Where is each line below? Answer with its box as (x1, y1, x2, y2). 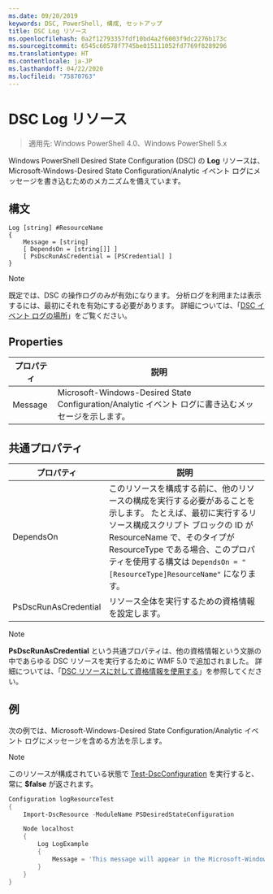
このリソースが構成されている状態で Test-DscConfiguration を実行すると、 (8, 769, 259, 779)
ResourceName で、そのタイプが (108, 532, 235, 543)
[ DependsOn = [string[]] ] (23, 245, 118, 254)
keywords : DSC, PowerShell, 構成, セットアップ (8, 20, 162, 28)
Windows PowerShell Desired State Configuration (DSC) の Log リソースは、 (8, 155, 265, 165)
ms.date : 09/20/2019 (8, 11, 79, 20)
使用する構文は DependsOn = (132, 556, 238, 567)
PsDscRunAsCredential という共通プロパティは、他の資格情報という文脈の (8, 646, 262, 655)
